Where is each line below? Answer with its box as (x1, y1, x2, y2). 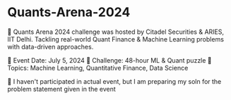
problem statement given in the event (7, 85, 117, 93)
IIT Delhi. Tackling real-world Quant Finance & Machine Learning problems (7, 35, 225, 43)
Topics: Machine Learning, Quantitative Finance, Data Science (7, 63, 189, 72)
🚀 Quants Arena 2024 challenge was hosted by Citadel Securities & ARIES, (7, 27, 225, 36)
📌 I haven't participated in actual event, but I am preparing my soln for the (7, 77, 222, 85)
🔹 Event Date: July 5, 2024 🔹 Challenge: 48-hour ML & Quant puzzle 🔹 (7, 56, 212, 64)
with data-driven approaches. (7, 42, 94, 51)
